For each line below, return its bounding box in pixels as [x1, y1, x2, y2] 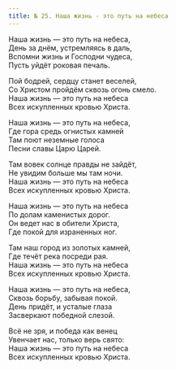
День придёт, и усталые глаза [8, 302, 113, 311]
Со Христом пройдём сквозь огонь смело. [8, 85, 157, 94]
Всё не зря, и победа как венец [8, 326, 118, 336]
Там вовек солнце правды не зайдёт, [8, 159, 137, 169]
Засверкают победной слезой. [8, 310, 115, 320]
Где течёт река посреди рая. [8, 251, 109, 261]
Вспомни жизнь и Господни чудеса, [8, 51, 133, 61]
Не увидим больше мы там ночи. [8, 168, 123, 177]
